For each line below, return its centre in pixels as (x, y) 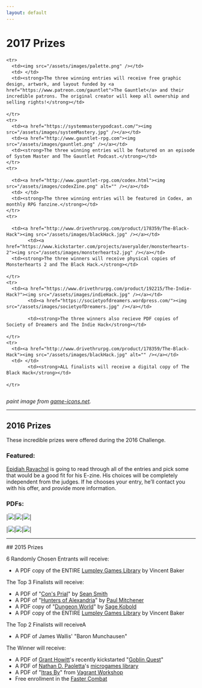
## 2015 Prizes (25, 547)
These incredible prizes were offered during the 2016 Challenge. (86, 440)
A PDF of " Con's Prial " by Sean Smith (61, 594)
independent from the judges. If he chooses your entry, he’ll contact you (96, 482)
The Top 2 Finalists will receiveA (46, 624)
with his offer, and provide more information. (61, 488)
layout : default (26, 13)
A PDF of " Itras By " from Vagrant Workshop (69, 672)
